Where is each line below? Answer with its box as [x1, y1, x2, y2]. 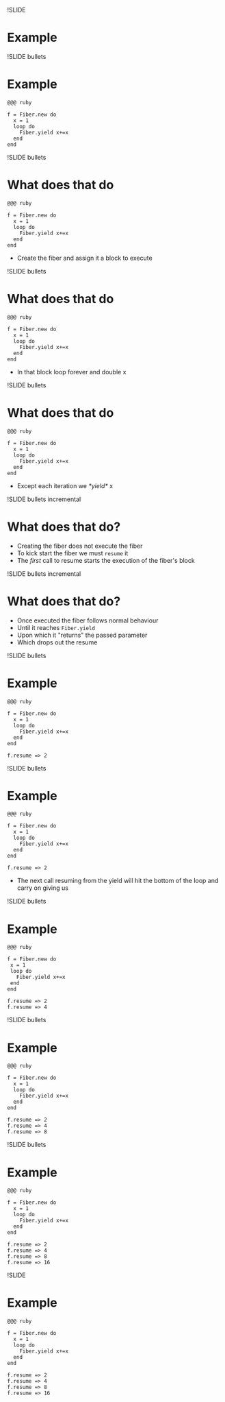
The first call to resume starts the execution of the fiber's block [16, 556, 195, 564]
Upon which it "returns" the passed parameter [16, 631, 148, 639]
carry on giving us [16, 884, 68, 892]
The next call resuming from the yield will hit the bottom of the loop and [16, 877, 219, 885]
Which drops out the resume [16, 638, 98, 646]
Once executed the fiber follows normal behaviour [16, 616, 159, 625]
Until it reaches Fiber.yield [16, 623, 96, 631]
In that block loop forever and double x [16, 367, 127, 376]
